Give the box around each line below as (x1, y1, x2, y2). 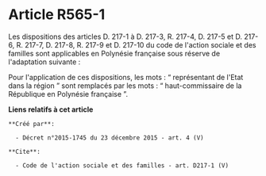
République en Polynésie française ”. (8, 89, 129, 98)
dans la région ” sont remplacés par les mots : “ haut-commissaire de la (8, 81, 242, 90)
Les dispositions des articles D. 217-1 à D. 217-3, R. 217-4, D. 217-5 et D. (8, 32, 243, 41)
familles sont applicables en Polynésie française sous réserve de (8, 48, 221, 58)
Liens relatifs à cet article (8, 105, 94, 114)
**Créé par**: (8, 120, 56, 128)
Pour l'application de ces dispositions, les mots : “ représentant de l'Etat (8, 72, 244, 82)
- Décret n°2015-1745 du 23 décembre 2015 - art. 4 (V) (15, 133, 204, 142)
